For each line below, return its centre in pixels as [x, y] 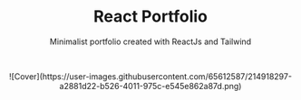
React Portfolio [150, 17]
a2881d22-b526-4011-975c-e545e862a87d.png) [150, 86]
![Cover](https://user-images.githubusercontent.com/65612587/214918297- [150, 76]
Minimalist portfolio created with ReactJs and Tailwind [150, 41]
